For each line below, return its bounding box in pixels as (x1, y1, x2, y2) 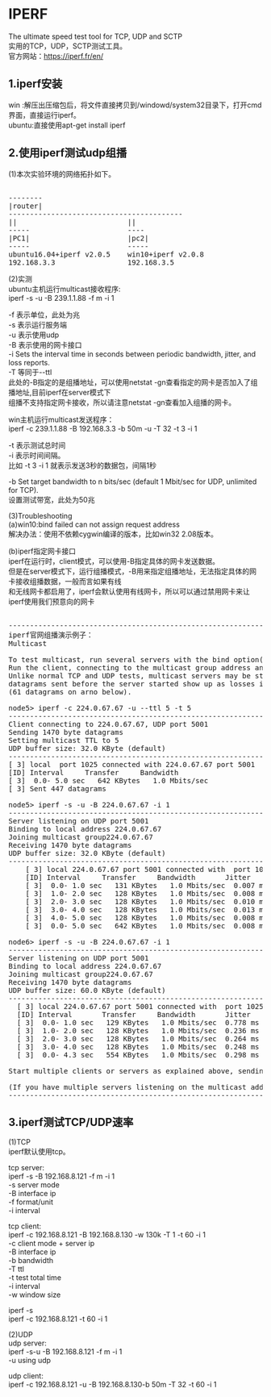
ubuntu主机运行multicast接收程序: (8, 284, 121, 294)
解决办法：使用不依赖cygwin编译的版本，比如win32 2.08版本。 (8, 529, 218, 539)
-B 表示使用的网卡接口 (8, 340, 82, 349)
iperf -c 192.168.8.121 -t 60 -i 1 (8, 1314, 108, 1324)
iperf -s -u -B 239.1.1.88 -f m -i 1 (8, 293, 115, 302)
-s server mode (8, 1180, 60, 1190)
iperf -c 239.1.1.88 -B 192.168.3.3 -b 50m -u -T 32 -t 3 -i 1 (8, 423, 198, 433)
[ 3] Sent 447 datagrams (8, 784, 106, 793)
